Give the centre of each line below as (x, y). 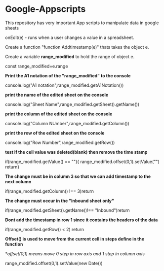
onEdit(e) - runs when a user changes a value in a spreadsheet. (70, 37)
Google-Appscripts (45, 9)
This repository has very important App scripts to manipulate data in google (82, 23)
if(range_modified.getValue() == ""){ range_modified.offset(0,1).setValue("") (82, 162)
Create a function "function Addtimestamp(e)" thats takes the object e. (77, 47)
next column (18, 181)
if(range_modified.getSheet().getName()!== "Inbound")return (67, 210)
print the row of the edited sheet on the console (55, 133)
